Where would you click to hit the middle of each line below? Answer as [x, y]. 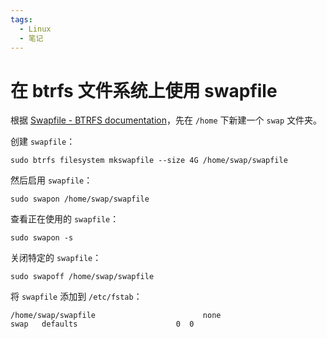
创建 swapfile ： [43, 142]
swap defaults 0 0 [102, 324]
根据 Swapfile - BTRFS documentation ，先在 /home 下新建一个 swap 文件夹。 [166, 120]
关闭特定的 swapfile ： [56, 258]
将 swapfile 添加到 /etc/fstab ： [76, 297]
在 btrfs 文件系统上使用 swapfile [144, 90]
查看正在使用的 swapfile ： [65, 219]
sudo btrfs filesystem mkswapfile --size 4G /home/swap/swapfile [149, 161]
